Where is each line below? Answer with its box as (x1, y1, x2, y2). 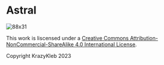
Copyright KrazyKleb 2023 (6, 52, 72, 59)
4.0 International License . (75, 41, 137, 48)
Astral (6, 4, 37, 17)
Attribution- (130, 34, 158, 41)
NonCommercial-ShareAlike (6, 41, 74, 48)
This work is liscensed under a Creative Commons (6, 34, 129, 41)
